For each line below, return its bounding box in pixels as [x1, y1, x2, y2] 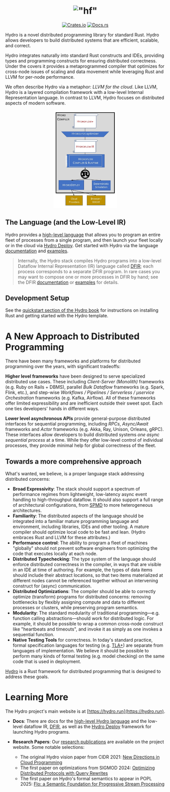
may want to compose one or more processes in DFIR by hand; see [17, 274, 158, 280]
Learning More [5, 691, 69, 703]
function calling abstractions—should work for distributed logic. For [12, 615, 154, 621]
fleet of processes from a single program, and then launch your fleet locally [5, 237, 163, 243]
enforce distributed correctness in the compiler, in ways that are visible [12, 562, 161, 568]
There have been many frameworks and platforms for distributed [5, 358, 141, 364]
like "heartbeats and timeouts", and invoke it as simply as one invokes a [12, 626, 162, 632]
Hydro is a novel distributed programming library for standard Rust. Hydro [5, 31, 159, 38]
